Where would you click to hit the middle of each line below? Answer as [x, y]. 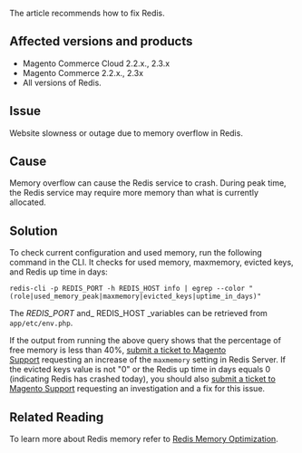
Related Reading [57, 417]
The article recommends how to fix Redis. [87, 13]
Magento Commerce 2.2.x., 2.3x [83, 72]
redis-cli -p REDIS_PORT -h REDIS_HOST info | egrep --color [127, 289]
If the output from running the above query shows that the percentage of [145, 341]
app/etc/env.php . [41, 323]
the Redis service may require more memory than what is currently [134, 193]
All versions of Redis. [62, 82]
